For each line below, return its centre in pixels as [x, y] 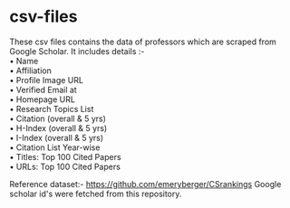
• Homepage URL [42, 99]
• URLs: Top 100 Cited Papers [65, 166]
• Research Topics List [52, 109]
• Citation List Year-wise [55, 147]
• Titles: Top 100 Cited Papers [65, 156]
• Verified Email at [43, 90]
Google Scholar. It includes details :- [77, 51]
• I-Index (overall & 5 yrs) [57, 137]
